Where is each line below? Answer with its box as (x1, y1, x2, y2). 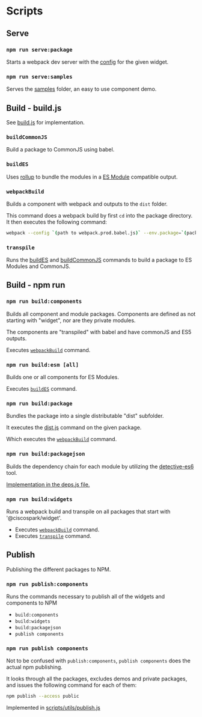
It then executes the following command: (6, 218, 107, 225)
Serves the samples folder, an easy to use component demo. (6, 85, 157, 93)
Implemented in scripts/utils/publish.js (6, 704, 100, 712)
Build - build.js (6, 103, 62, 113)
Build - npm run (6, 280, 66, 290)
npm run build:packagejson (6, 451, 85, 457)
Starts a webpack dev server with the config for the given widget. (6, 58, 169, 66)
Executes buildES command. (6, 385, 77, 392)
